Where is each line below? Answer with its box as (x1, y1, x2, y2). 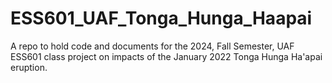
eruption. (10, 61, 48, 73)
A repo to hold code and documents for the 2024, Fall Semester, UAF (10, 40, 295, 52)
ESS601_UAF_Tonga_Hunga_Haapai (10, 7, 313, 30)
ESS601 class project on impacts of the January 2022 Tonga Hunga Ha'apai (10, 50, 323, 62)
